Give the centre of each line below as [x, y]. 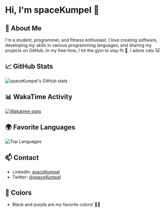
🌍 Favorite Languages [40, 127]
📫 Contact [22, 158]
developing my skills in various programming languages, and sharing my [78, 45]
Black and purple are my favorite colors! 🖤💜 [56, 205]
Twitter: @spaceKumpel [36, 177]
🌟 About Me [23, 28]
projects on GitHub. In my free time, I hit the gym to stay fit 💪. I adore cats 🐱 [82, 50]
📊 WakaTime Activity [39, 97]
